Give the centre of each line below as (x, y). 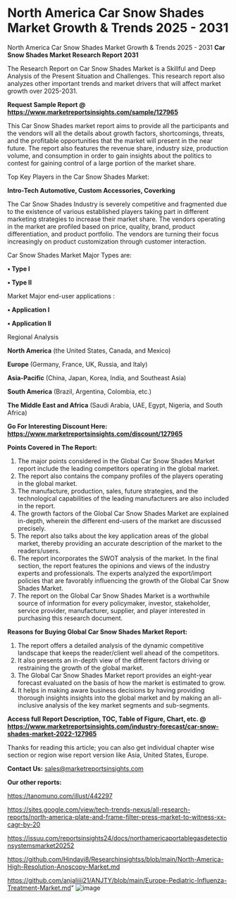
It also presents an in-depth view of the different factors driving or (113, 660)
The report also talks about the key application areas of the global (113, 536)
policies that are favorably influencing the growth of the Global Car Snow (123, 580)
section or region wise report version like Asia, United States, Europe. (108, 755)
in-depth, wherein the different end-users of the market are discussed (119, 521)
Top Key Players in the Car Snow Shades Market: (78, 177)
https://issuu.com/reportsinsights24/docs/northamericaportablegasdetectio (117, 838)
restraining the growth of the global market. (81, 667)
